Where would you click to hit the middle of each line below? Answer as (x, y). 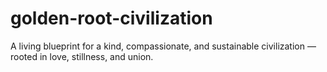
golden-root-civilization (111, 18)
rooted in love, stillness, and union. (82, 56)
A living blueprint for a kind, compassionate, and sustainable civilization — (163, 46)
